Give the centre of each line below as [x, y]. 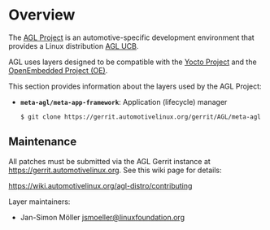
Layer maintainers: [39, 202]
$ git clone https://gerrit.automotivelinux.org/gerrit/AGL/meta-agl [141, 117]
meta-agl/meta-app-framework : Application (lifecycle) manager [124, 102]
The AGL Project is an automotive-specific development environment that [131, 37]
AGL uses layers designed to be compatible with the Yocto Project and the [133, 62]
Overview [42, 15]
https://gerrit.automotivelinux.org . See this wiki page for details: [115, 170]
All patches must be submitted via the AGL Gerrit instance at [110, 161]
